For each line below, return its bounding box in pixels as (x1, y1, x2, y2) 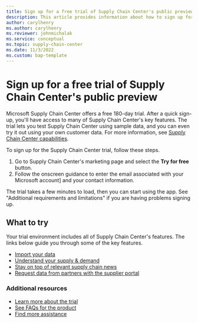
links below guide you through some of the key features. (6, 239, 143, 246)
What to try (6, 217, 49, 228)
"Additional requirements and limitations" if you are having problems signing (6, 194, 190, 201)
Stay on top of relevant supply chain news (14, 263, 117, 271)
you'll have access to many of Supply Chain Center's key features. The (15, 116, 187, 123)
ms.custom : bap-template (6, 52, 67, 58)
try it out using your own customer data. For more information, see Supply (6, 128, 186, 136)
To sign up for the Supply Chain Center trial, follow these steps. (6, 146, 160, 153)
